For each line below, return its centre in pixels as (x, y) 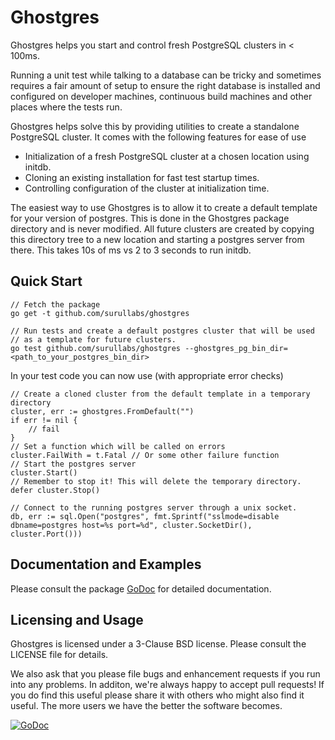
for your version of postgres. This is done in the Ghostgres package (150, 218)
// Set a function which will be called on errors (118, 446)
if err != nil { (44, 420)
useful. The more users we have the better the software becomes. (146, 706)
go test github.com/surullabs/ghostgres (96, 348)
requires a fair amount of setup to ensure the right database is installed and (165, 85)
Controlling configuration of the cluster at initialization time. (147, 188)
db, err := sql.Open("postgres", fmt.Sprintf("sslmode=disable (145, 516)
